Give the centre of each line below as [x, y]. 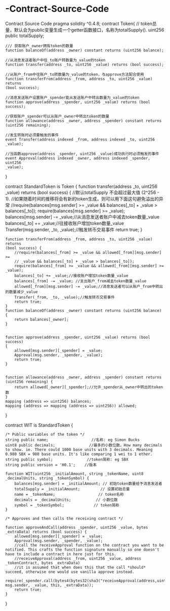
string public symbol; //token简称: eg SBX [67, 459]
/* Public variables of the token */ [45, 434]
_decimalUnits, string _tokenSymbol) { [47, 478]
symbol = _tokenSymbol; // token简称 [67, 505]
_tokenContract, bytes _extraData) [43, 563]
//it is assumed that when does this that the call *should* [80, 567]
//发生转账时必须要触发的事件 [32, 135]
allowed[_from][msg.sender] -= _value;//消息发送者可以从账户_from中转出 [89, 286]
